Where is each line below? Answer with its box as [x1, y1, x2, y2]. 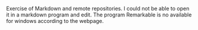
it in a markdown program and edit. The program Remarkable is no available [6, 11, 192, 18]
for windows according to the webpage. [6, 18, 104, 24]
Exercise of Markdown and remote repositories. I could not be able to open [6, 5, 190, 12]
